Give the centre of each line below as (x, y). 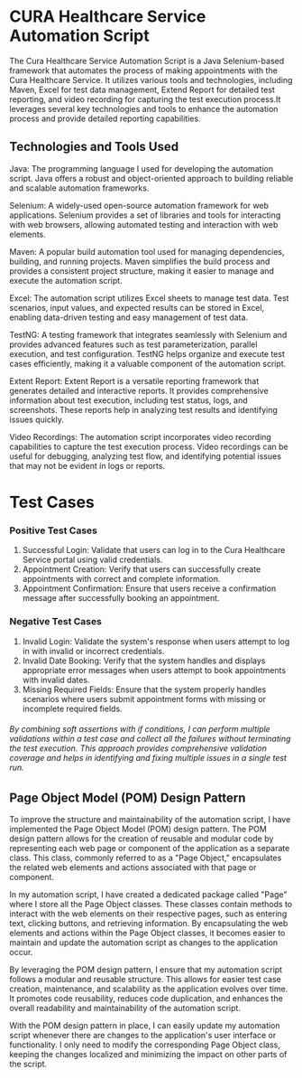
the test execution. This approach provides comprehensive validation (138, 748)
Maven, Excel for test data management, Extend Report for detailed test (142, 89)
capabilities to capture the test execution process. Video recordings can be (149, 446)
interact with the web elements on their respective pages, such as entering (148, 914)
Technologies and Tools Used (94, 147)
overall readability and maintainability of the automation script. (125, 1008)
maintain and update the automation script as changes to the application (144, 942)
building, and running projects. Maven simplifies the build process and (140, 261)
